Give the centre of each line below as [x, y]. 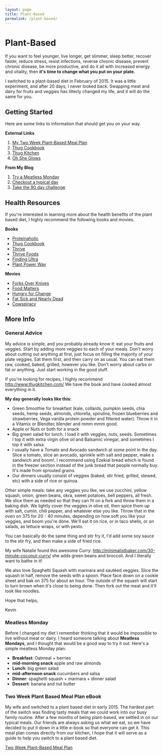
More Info [20, 319]
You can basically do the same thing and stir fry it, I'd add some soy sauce [80, 536]
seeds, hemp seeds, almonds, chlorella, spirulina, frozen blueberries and [85, 413]
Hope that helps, [22, 600]
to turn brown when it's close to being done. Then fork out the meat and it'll [81, 585]
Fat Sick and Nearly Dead [38, 299]
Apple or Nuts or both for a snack [45, 429]
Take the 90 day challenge [39, 188]
